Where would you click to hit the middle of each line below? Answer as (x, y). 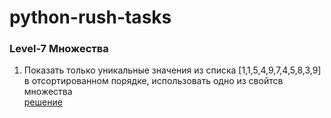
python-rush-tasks (90, 17)
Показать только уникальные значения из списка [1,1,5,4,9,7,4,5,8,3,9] (172, 70)
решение (43, 102)
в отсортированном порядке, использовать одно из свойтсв (153, 81)
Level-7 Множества (59, 49)
